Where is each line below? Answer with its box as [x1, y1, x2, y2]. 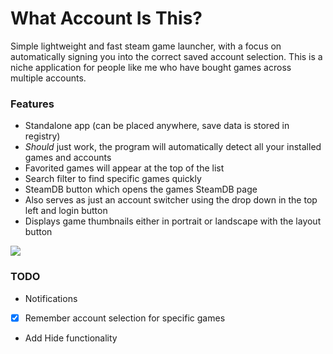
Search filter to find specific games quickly [24, 173, 202, 185]
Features [10, 97, 55, 111]
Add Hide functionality [24, 332, 118, 344]
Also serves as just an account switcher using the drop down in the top [24, 194, 318, 206]
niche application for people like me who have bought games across [10, 61, 292, 73]
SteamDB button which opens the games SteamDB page [24, 183, 258, 196]
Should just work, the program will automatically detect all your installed [24, 141, 322, 153]
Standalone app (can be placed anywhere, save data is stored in [24, 120, 290, 132]
